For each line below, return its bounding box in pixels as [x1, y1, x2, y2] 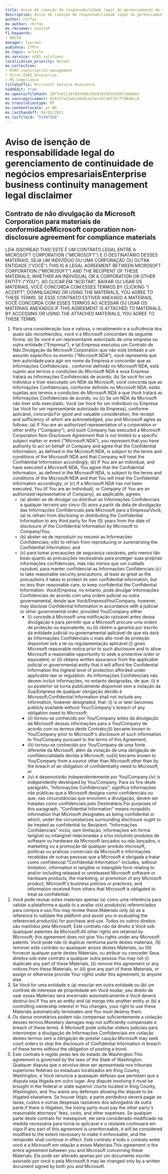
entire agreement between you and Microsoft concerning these [12, 1147, 143, 1153]
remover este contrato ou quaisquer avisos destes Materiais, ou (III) [12, 945, 152, 951]
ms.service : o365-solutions [5, 54, 64, 59]
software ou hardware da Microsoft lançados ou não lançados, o [27, 838, 160, 844]
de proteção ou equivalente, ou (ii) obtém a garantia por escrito [27, 624, 158, 630]
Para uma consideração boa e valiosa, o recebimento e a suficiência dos [12, 325, 162, 331]
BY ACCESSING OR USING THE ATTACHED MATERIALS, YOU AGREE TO [5, 310, 155, 316]
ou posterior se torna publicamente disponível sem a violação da [27, 683, 161, 689]
